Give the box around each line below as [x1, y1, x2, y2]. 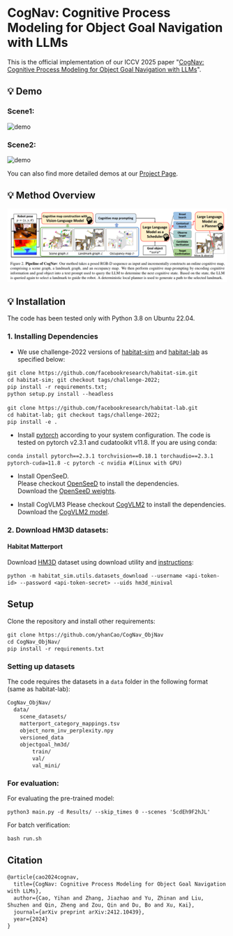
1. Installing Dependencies [7, 332, 99, 341]
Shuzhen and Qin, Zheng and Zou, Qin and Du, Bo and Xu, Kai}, [7, 902, 195, 909]
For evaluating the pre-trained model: [7, 794, 115, 802]
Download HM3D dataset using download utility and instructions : [7, 558, 194, 566]
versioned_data [20, 734, 64, 741]
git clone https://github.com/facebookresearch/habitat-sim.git [7, 369, 198, 376]
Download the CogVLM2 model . [17, 507, 110, 516]
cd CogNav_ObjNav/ [7, 638, 61, 645]
